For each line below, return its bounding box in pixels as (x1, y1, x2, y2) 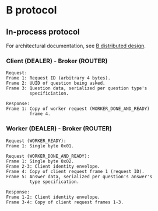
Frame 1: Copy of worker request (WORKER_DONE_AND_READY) (6, 106, 150, 112)
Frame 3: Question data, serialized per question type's (6, 85, 148, 91)
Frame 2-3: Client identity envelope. (6, 163, 100, 170)
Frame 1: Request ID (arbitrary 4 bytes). (6, 75, 111, 81)
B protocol (6, 4, 57, 17)
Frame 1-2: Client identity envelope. (6, 194, 100, 200)
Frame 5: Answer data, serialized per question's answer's (6, 174, 153, 179)
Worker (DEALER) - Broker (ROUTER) (6, 124, 112, 133)
